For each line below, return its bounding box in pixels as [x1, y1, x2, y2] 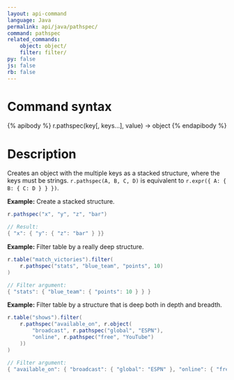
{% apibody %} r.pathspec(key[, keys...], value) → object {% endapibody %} [7, 121, 227, 130]
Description [7, 146, 77, 162]
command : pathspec [7, 29, 61, 37]
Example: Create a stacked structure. [7, 197, 115, 206]
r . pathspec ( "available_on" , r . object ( [19, 321, 132, 328]
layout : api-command [7, 10, 68, 17]
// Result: [7, 224, 39, 231]
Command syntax [7, 98, 112, 114]
